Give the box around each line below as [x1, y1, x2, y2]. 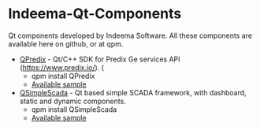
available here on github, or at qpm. [8, 39, 124, 48]
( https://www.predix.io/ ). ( [19, 62, 105, 72]
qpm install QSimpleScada [31, 104, 117, 114]
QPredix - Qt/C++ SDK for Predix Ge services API [19, 54, 180, 64]
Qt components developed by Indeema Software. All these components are [8, 31, 253, 40]
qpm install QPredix [31, 71, 95, 80]
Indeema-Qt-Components [8, 5, 182, 23]
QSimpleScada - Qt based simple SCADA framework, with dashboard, [19, 87, 247, 97]
